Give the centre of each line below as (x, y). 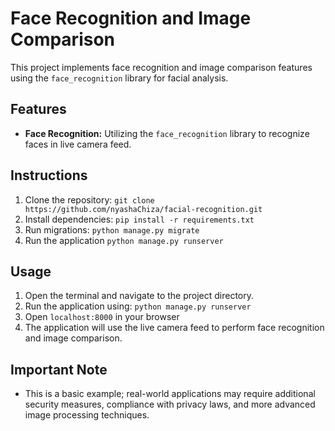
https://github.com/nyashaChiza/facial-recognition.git (143, 209)
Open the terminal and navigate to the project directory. (139, 296)
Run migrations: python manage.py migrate (112, 229)
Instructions (49, 175)
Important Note (59, 369)
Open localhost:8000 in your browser (102, 317)
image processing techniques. (87, 415)
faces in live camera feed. (78, 144)
